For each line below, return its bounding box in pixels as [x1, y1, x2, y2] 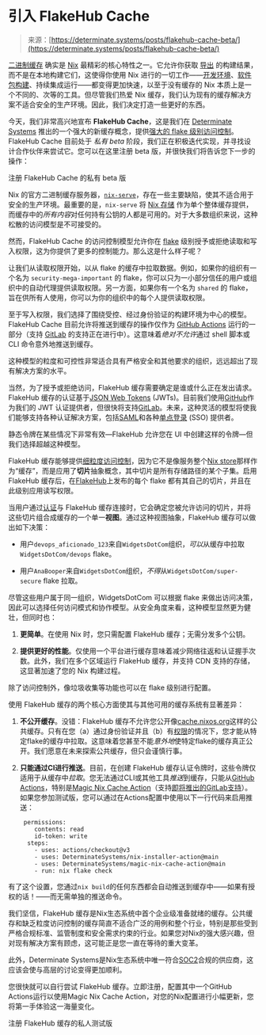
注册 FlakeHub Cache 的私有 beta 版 [8, 173, 127, 182]
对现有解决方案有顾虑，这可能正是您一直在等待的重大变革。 [8, 938, 203, 947]
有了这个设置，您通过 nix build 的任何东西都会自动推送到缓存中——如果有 [8, 881, 249, 891]
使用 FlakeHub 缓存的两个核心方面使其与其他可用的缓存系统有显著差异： [8, 699, 245, 709]
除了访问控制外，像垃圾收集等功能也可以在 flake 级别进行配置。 [8, 683, 215, 692]
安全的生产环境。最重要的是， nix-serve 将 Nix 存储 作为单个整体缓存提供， [8, 200, 253, 209]
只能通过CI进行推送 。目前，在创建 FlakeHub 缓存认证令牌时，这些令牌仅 [19, 763, 256, 772]
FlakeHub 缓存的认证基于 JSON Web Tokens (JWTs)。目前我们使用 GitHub [8, 393, 248, 402]
